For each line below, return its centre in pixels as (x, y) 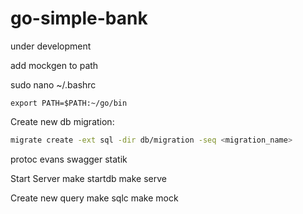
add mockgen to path (54, 65)
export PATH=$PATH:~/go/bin (69, 103)
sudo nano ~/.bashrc (53, 84)
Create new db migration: (62, 121)
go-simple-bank (79, 18)
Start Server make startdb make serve (88, 178)
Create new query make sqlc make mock (94, 198)
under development (51, 46)
